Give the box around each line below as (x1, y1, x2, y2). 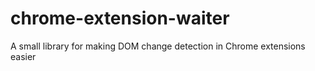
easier (10, 50, 37, 62)
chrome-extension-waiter (10, 7, 230, 30)
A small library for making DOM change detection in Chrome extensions (10, 40, 306, 52)
